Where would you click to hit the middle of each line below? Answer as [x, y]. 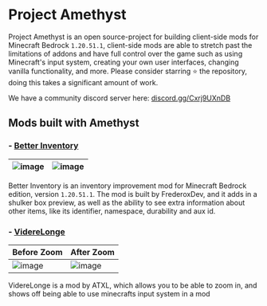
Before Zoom [37, 252]
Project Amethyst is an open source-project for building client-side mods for [133, 37]
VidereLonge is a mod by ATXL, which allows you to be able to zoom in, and [133, 285]
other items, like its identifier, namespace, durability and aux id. [112, 211]
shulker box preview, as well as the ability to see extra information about [127, 202]
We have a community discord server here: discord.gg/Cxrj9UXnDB [120, 98]
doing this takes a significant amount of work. [83, 82]
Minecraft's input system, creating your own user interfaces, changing [124, 62]
